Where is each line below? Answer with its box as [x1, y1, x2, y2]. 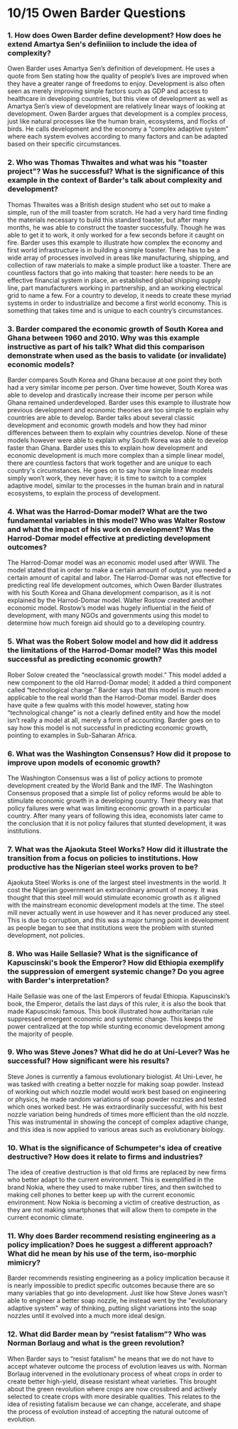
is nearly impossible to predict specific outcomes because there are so [7, 1281, 215, 1290]
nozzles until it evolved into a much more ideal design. [7, 1312, 166, 1320]
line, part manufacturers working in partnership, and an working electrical [7, 283, 223, 292]
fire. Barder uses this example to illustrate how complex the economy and [7, 238, 222, 247]
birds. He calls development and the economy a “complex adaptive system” [7, 124, 229, 133]
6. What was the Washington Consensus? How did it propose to [7, 749, 232, 759]
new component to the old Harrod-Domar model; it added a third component [7, 678, 232, 687]
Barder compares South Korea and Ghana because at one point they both [7, 375, 222, 385]
